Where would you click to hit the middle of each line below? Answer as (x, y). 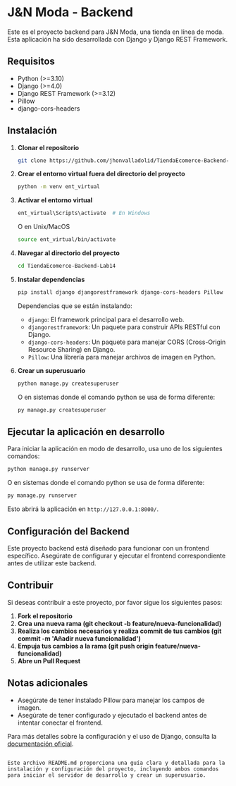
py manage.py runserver (42, 496)
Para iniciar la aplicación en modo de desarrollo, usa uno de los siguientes (115, 449)
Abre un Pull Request (49, 661)
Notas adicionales (48, 683)
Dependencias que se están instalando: (75, 306)
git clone (32, 160)
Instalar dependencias (51, 279)
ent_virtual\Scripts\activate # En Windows (84, 213)
